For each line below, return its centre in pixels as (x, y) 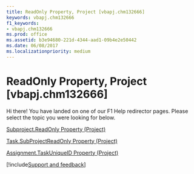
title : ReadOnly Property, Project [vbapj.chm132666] (76, 12)
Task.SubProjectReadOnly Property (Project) (62, 141)
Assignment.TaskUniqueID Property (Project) (62, 153)
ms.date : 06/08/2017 (32, 46)
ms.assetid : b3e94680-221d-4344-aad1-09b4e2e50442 (72, 40)
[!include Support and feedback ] (46, 164)
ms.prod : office (27, 35)
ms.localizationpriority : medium (48, 52)
